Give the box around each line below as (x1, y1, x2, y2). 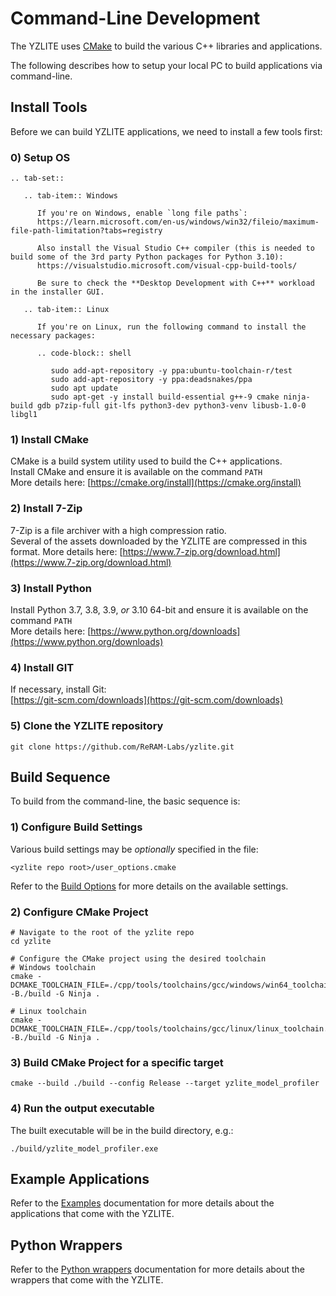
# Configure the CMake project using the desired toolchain (10, 953, 267, 964)
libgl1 (10, 410, 38, 420)
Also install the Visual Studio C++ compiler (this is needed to (36, 243, 315, 254)
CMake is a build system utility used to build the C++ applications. (10, 455, 283, 467)
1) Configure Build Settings (10, 820, 143, 834)
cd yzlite (10, 936, 52, 946)
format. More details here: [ (10, 545, 123, 557)
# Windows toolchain (10, 962, 97, 972)
